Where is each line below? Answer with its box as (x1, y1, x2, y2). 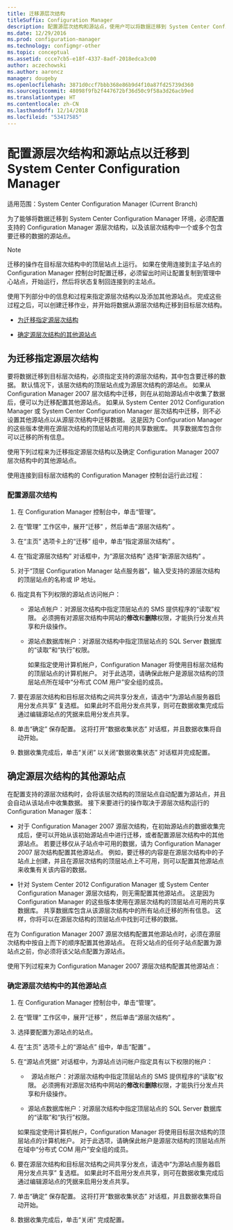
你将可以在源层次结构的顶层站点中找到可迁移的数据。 (29, 915, 182, 924)
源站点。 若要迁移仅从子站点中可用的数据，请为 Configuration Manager (17, 839, 221, 848)
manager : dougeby (7, 74, 58, 82)
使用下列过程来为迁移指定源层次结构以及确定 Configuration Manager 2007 (7, 448, 220, 456)
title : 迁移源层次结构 (7, 10, 66, 17)
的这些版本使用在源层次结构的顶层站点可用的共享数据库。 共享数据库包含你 (7, 425, 222, 433)
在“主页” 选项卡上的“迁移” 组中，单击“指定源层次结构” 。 (17, 536, 179, 546)
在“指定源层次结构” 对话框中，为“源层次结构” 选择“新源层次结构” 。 (17, 552, 209, 560)
